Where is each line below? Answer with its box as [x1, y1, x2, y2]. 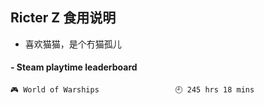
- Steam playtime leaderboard [10, 61, 138, 73]
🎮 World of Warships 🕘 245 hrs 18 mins [10, 85, 255, 95]
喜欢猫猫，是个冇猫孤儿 [24, 38, 122, 50]
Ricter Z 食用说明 [10, 9, 117, 27]
